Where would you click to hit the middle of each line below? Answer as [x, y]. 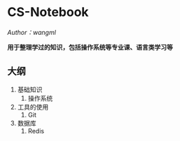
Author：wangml [32, 32]
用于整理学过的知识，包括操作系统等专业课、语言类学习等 [90, 47]
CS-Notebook [48, 12]
